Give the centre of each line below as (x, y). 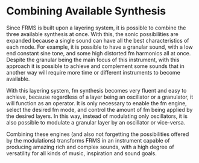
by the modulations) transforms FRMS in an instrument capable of (88, 140)
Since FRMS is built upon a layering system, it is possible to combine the (96, 28)
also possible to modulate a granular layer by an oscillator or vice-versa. (96, 122)
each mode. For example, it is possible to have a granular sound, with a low (99, 47)
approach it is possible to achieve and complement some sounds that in (96, 66)
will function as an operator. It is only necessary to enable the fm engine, (96, 103)
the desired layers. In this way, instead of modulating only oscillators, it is (97, 116)
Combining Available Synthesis (86, 11)
